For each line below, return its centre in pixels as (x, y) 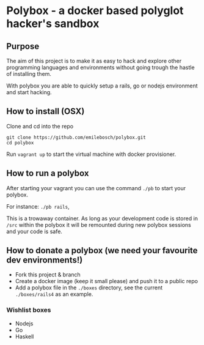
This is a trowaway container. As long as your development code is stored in (102, 218)
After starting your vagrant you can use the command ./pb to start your (96, 188)
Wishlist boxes (29, 310)
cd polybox (20, 143)
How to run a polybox (48, 173)
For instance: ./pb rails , (38, 206)
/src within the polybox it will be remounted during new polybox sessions (99, 224)
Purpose (23, 46)
